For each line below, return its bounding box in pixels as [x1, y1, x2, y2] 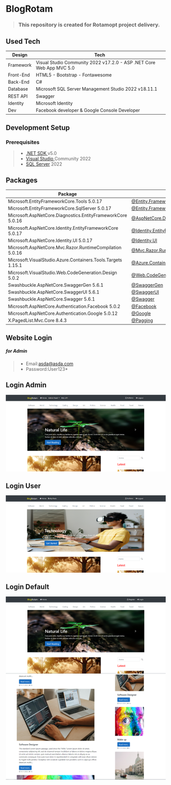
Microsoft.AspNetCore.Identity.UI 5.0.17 [8, 237, 93, 243]
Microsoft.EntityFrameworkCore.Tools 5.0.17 [8, 198, 102, 204]
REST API [8, 93, 28, 99]
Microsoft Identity [36, 100, 73, 106]
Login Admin [6, 381, 47, 390]
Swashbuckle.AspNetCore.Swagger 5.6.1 [8, 296, 95, 302]
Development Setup [6, 123, 70, 132]
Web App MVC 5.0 [36, 65, 75, 71]
